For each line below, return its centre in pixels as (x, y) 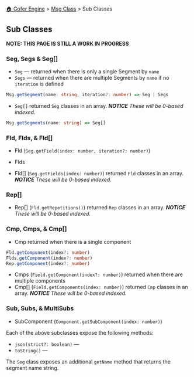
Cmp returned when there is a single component (73, 242)
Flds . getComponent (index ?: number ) (49, 258)
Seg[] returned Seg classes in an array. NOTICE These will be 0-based (99, 106)
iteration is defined (39, 84)
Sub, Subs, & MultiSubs (40, 308)
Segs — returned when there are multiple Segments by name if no (92, 78)
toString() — (31, 350)
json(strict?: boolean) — (47, 344)
